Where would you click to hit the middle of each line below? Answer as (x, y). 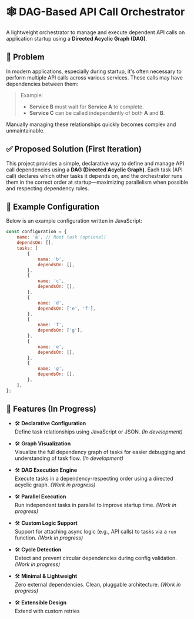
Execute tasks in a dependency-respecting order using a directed (94, 479)
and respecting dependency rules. (48, 188)
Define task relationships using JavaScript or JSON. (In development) (99, 432)
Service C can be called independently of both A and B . (97, 112)
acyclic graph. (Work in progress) (55, 485)
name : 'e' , (51, 347)
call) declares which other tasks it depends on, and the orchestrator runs (94, 176)
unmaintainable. (26, 130)
